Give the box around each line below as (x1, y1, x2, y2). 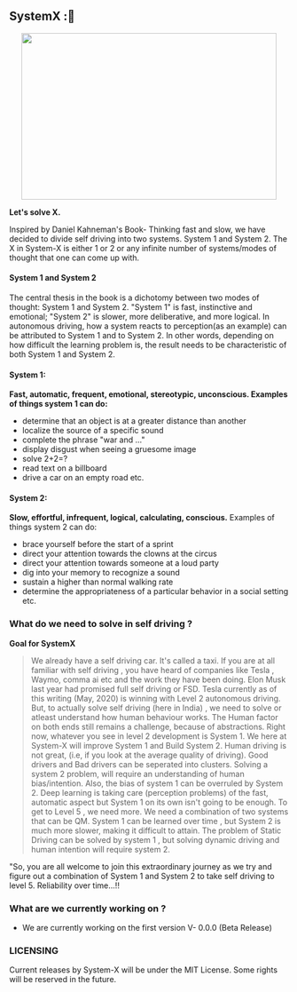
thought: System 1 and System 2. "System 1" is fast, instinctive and (9, 302, 253, 313)
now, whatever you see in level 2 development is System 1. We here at (30, 730, 287, 742)
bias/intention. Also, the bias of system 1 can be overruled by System (30, 778, 284, 789)
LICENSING (9, 944, 59, 956)
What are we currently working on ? (9, 902, 167, 915)
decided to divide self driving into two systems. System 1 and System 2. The (9, 233, 288, 244)
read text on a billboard (21, 463, 107, 473)
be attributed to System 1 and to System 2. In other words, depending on (9, 330, 275, 341)
